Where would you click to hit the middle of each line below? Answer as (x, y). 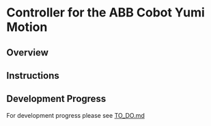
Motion (27, 27)
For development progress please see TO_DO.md (75, 115)
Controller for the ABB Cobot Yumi (106, 13)
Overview (28, 52)
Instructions (33, 76)
